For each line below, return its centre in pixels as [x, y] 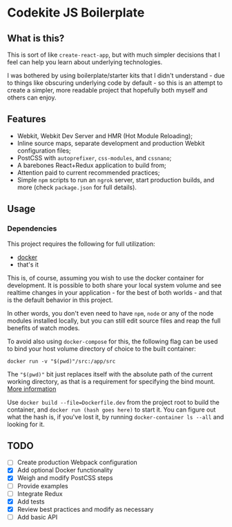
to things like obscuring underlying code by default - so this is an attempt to [115, 83]
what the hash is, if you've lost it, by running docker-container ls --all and [116, 416]
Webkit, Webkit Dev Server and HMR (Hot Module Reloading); [105, 135]
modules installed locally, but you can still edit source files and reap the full [114, 320]
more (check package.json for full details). [77, 187]
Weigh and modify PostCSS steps [65, 478]
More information [32, 389]
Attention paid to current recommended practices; [88, 172]
